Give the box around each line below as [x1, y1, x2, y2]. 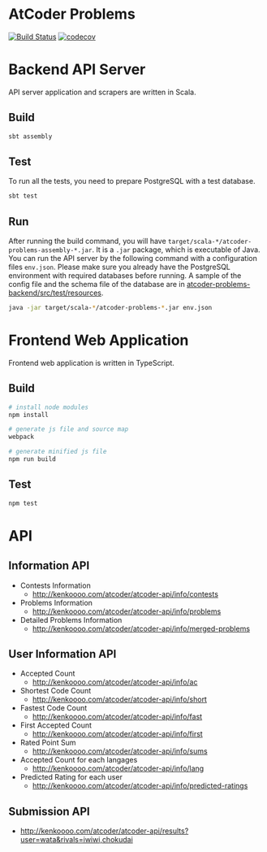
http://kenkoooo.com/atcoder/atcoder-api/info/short [32, 694, 207, 704]
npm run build [8, 455, 57, 463]
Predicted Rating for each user [19, 772, 123, 782]
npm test [8, 499, 38, 507]
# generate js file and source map [8, 425, 129, 433]
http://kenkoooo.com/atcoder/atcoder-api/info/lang [32, 763, 205, 773]
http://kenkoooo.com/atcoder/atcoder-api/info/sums [32, 746, 209, 756]
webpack [8, 433, 35, 441]
